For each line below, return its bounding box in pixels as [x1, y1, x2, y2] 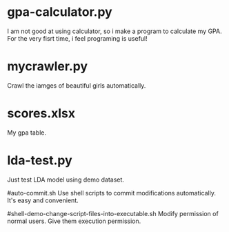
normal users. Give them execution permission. [7, 217, 141, 225]
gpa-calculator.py [7, 4, 112, 20]
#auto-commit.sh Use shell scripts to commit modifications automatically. [7, 188, 216, 197]
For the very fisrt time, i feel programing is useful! [7, 34, 148, 42]
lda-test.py [7, 153, 72, 168]
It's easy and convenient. [7, 196, 79, 204]
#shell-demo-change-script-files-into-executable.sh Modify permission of [7, 209, 219, 217]
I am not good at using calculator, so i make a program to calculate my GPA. [7, 27, 222, 35]
